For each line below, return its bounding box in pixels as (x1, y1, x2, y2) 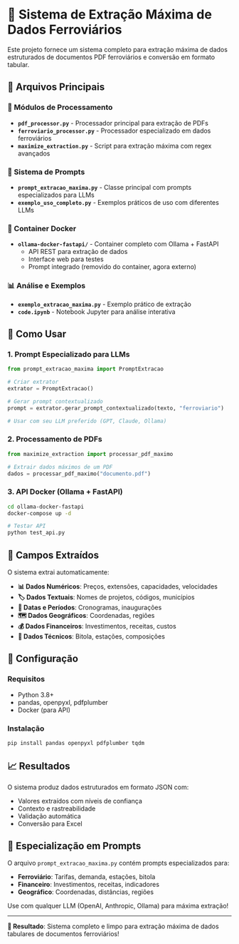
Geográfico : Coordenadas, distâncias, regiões (17, 888, 154, 896)
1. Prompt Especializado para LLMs (7, 349, 130, 359)
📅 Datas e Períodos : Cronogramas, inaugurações (17, 603, 162, 611)
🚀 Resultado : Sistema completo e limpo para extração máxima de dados (7, 922, 219, 930)
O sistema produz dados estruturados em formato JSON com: (7, 783, 189, 791)
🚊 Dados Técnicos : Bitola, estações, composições (17, 631, 166, 641)
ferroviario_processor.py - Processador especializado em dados (17, 126, 211, 135)
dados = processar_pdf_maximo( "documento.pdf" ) (7, 470, 152, 477)
